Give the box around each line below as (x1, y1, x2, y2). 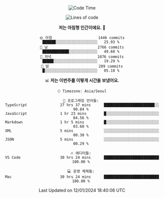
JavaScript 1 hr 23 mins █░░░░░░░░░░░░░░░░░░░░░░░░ (5, 111, 159, 116)
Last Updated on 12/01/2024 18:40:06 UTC (38, 187, 126, 193)
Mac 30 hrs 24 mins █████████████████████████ (5, 174, 159, 179)
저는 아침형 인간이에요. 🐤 (58, 25, 106, 30)
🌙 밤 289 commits (41, 64, 123, 69)
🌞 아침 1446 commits (39, 35, 125, 40)
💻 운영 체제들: (67, 169, 95, 174)
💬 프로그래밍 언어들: (63, 98, 99, 103)
